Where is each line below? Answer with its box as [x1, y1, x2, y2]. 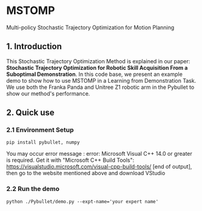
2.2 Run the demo [6, 185, 59, 193]
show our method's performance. [6, 89, 90, 97]
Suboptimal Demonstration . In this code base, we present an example [6, 71, 183, 78]
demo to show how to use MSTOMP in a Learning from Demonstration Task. [6, 77, 197, 84]
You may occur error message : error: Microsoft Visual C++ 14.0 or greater [6, 150, 193, 157]
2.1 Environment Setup [6, 126, 74, 134]
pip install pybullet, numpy [6, 139, 80, 146]
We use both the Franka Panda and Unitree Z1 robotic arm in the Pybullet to [6, 83, 195, 91]
